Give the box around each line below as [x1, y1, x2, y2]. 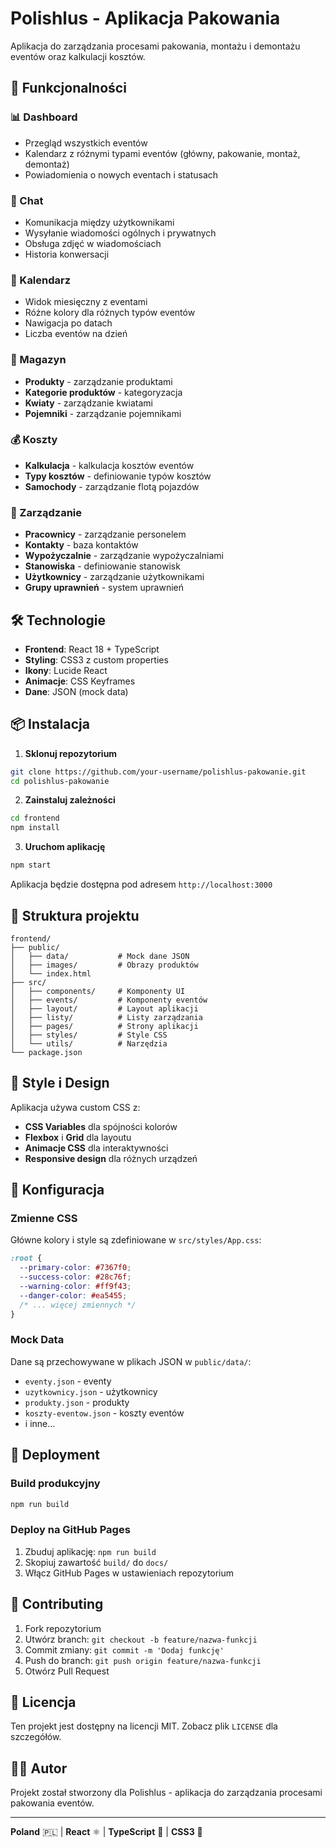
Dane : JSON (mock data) [24, 685, 129, 697]
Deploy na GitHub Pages [10, 1523, 131, 1537]
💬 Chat [10, 193, 44, 207]
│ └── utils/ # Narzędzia [10, 1038, 168, 1049]
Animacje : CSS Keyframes [24, 675, 136, 687]
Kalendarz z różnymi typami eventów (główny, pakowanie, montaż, [24, 147, 301, 159]
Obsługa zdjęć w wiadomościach [24, 237, 162, 249]
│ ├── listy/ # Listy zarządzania [10, 1012, 203, 1022]
